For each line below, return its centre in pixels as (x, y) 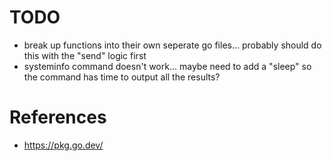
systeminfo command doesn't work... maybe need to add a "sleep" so (167, 66)
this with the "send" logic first (85, 55)
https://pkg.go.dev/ (63, 145)
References (58, 117)
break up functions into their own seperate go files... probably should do (172, 45)
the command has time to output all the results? (122, 77)
